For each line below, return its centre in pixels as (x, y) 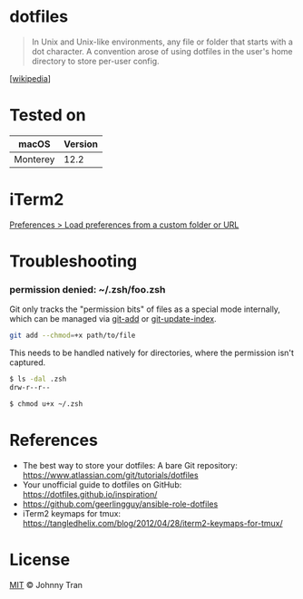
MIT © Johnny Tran (46, 585)
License (40, 560)
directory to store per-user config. (96, 61)
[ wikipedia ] (30, 78)
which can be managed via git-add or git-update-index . (113, 319)
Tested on (48, 116)
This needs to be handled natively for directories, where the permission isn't (152, 353)
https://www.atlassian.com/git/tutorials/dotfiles (110, 475)
